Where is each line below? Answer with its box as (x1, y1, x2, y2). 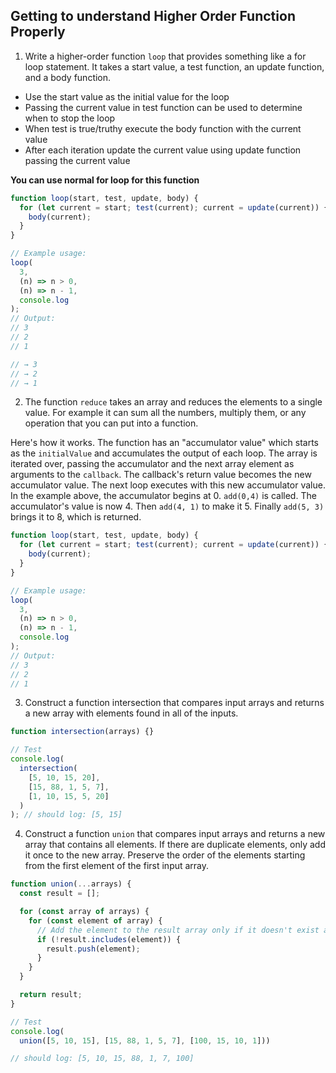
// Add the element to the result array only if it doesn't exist (36, 925, 320, 935)
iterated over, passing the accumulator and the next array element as (10, 458, 295, 470)
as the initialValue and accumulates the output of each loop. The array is (10, 447, 318, 459)
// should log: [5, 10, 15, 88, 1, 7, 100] (10, 1054, 195, 1064)
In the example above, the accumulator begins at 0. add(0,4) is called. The (10, 490, 317, 502)
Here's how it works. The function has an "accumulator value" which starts (10, 437, 320, 449)
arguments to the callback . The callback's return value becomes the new (10, 469, 312, 481)
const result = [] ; (19, 889, 101, 899)
